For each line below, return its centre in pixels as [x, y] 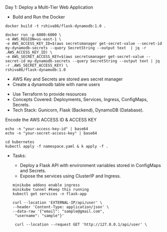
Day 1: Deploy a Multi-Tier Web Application [49, 7]
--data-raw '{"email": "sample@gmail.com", [58, 211]
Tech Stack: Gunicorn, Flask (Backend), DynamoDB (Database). [78, 110]
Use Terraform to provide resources [49, 94]
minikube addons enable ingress [46, 185]
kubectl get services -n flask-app [49, 194]
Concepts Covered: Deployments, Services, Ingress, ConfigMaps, [80, 99]
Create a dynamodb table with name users [56, 84]
